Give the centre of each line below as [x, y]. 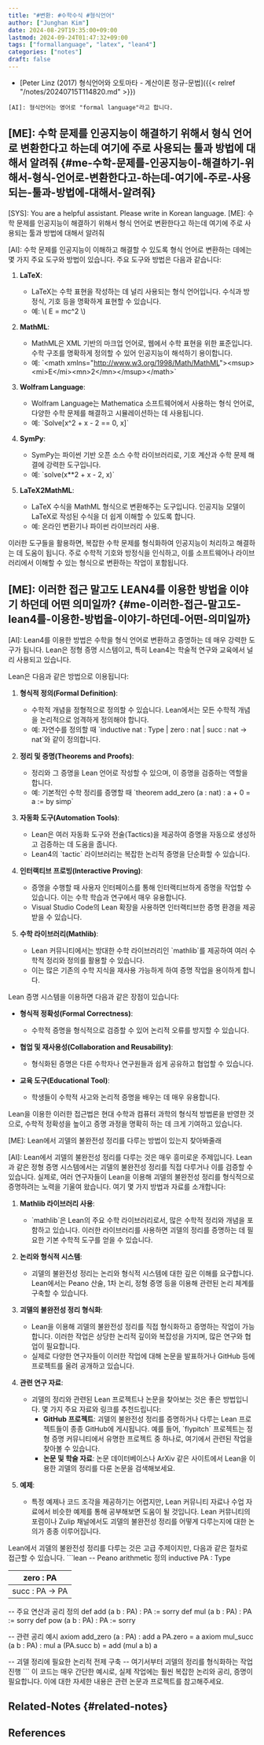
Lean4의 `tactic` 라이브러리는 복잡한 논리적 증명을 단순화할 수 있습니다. [141, 854]
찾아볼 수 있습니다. [71, 1448]
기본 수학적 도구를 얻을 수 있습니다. [99, 1239]
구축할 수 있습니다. [60, 1293]
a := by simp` [52, 801]
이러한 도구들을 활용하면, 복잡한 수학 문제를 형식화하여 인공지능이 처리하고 [121, 543]
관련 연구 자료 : [41, 1382]
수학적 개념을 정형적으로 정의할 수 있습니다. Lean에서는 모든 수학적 [134, 709]
